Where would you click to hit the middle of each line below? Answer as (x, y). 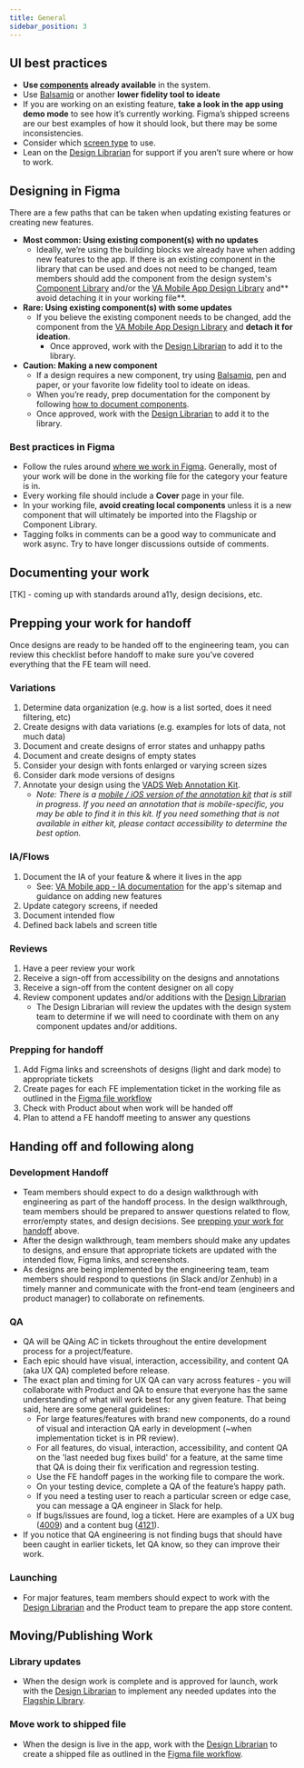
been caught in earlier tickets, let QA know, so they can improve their (151, 1544)
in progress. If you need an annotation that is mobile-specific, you (160, 804)
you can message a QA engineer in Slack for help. (129, 1506)
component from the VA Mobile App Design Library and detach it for (164, 327)
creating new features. (51, 223)
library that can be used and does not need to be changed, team (157, 269)
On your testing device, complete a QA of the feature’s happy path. (161, 1486)
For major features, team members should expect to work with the (146, 1597)
